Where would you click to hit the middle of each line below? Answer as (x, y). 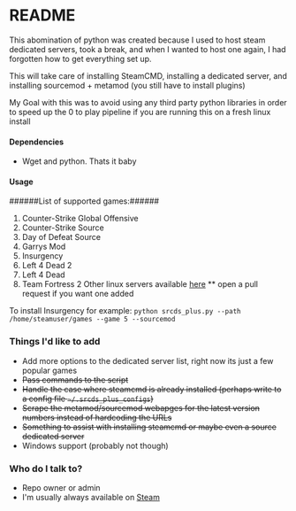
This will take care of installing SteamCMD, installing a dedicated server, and (148, 75)
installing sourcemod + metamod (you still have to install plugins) (127, 85)
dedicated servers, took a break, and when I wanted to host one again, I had (148, 49)
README (42, 15)
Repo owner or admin (61, 487)
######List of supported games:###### (84, 201)
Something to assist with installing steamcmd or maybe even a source (149, 427)
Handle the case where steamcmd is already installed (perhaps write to (152, 389)
